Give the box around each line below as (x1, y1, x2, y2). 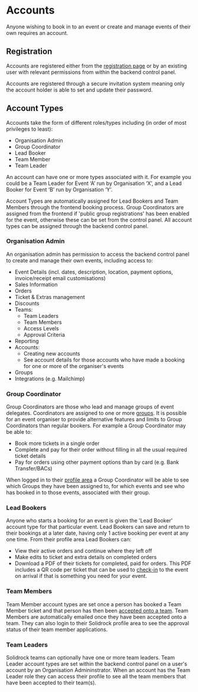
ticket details (14, 453, 46, 460)
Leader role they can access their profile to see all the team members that (6, 673, 186, 680)
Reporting (14, 337, 40, 345)
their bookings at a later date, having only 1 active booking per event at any (6, 529, 189, 537)
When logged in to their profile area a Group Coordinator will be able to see (6, 476, 189, 483)
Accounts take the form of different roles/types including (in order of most (6, 119, 187, 126)
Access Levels (23, 324, 59, 332)
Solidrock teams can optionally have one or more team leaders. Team (6, 654, 176, 661)
